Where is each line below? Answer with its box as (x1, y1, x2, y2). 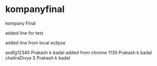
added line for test (5, 30, 44, 36)
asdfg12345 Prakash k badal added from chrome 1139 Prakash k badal (5, 49, 152, 55)
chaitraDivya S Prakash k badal (5, 54, 70, 61)
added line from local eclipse (5, 39, 66, 46)
